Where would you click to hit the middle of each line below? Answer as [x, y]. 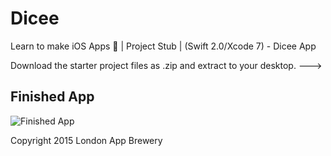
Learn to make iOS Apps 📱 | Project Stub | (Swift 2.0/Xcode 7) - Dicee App [163, 46]
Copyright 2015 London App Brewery [86, 140]
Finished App [52, 97]
